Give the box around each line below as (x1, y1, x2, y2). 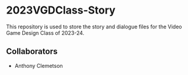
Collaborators (6, 47, 58, 57)
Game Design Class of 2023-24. (6, 29, 84, 36)
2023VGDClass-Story (6, 4, 116, 17)
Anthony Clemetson (14, 62, 63, 69)
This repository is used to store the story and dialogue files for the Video (6, 23, 182, 30)
